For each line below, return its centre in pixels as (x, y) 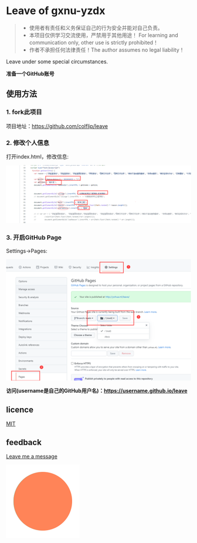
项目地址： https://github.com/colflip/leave (57, 126)
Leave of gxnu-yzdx (56, 11)
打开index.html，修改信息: (38, 156)
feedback (24, 442)
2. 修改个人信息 (28, 143)
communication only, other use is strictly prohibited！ (94, 42)
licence (20, 409)
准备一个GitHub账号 (30, 73)
